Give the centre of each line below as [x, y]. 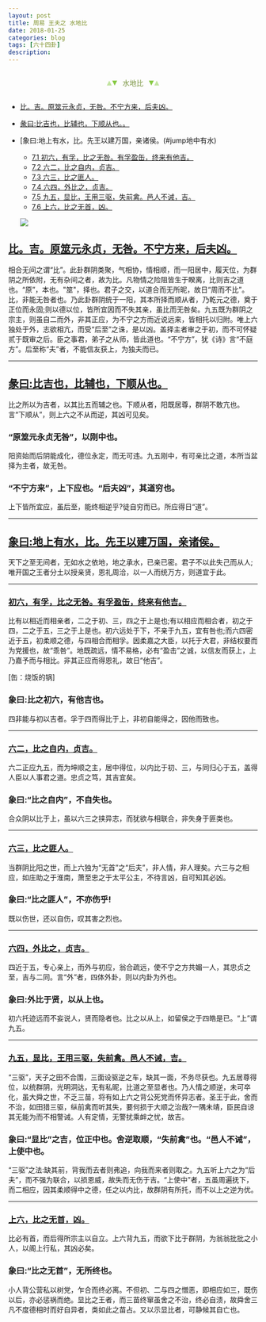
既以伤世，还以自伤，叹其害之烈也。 [67, 918]
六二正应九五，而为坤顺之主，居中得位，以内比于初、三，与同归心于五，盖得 [133, 767]
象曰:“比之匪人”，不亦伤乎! [60, 899]
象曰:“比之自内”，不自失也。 [63, 799]
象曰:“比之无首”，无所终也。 [63, 1271]
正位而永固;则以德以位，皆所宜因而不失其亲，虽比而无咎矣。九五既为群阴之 [131, 309]
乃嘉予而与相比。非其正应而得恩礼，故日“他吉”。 [88, 661]
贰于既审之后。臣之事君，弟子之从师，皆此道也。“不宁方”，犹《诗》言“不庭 [131, 339]
